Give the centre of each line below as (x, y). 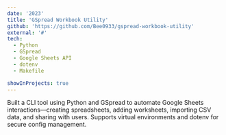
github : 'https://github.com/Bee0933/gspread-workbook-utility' (101, 26)
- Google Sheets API (42, 58)
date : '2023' (26, 13)
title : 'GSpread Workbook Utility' (58, 20)
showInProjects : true (38, 83)
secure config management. (47, 125)
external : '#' (27, 33)
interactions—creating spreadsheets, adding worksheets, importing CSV (109, 110)
